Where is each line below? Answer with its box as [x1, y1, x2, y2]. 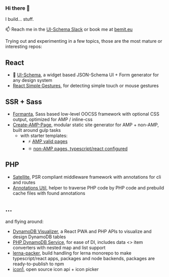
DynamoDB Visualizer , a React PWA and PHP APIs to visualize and [12, 228, 152, 234]
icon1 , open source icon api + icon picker [12, 266, 99, 272]
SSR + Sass [5, 97, 42, 106]
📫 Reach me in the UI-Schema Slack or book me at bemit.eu [5, 26, 133, 33]
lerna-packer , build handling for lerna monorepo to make [12, 250, 131, 256]
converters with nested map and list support [12, 244, 106, 251]
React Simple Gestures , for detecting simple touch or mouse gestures [12, 82, 159, 89]
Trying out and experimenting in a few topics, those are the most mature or [5, 38, 162, 44]
